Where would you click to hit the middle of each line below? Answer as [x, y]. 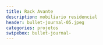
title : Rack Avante [30, 11]
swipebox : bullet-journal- [39, 33]
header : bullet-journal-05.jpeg [45, 22]
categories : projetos [32, 28]
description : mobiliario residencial [52, 17]
